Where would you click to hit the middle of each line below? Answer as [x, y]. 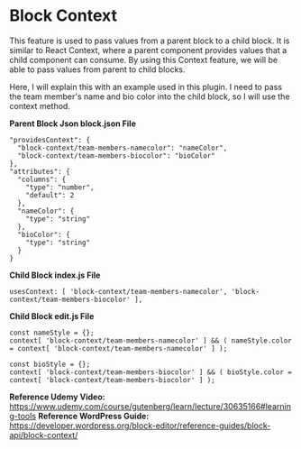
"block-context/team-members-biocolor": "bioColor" [117, 156]
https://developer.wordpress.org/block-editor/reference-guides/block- [140, 426]
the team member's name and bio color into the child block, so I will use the [150, 96]
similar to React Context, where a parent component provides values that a [148, 50]
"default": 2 [50, 195]
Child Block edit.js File [52, 316]
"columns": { [42, 179]
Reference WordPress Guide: [93, 416]
